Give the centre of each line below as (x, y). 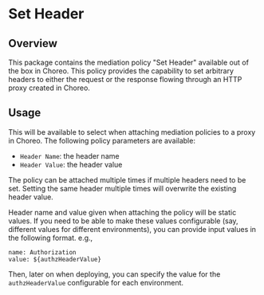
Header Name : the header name (69, 155)
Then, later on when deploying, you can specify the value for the (114, 274)
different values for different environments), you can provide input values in (132, 229)
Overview (33, 43)
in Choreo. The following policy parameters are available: (102, 140)
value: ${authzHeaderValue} (55, 259)
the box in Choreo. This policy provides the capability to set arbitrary (121, 71)
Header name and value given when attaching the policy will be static (122, 212)
